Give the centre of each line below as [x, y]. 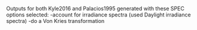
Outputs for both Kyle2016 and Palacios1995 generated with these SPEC [95, 9]
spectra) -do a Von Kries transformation [55, 21]
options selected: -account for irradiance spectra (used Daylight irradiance [99, 15]
